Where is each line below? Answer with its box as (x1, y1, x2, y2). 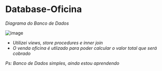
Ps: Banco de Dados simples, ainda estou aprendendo (5, 60, 120, 66)
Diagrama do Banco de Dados (5, 20, 70, 26)
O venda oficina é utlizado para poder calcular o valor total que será (12, 45, 157, 51)
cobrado (12, 50, 31, 56)
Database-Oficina (5, 4, 82, 15)
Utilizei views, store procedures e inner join (12, 39, 103, 46)
